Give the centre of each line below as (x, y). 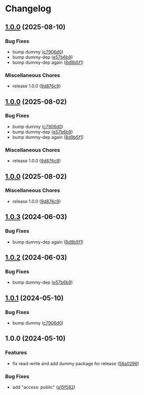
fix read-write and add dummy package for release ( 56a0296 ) (76, 363)
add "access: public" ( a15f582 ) (44, 387)
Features (16, 353)
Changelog (28, 9)
